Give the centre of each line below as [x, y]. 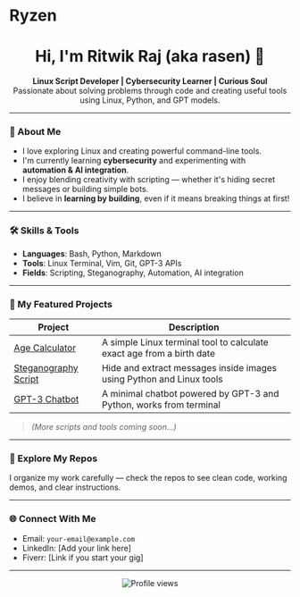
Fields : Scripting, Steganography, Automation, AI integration [133, 273]
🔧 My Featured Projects [61, 304]
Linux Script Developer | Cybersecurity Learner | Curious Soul [150, 81]
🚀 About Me [35, 132]
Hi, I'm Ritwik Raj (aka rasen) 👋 [150, 57]
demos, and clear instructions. [65, 487]
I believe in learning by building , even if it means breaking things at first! [156, 198]
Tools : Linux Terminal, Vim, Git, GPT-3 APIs [102, 263]
